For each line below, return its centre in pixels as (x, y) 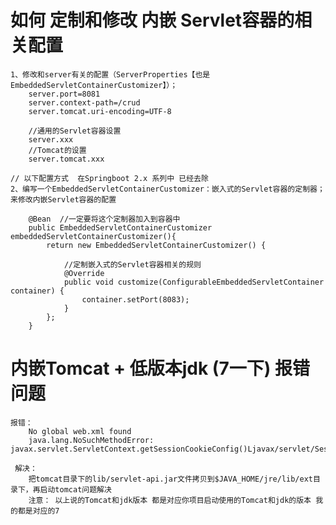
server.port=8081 (64, 94)
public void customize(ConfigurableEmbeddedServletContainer (194, 282)
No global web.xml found (80, 431)
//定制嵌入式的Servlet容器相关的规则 (132, 264)
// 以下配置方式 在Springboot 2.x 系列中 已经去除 (109, 178)
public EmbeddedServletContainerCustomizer (120, 227)
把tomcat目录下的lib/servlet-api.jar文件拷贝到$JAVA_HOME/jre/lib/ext (171, 479)
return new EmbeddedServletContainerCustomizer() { (156, 245)
